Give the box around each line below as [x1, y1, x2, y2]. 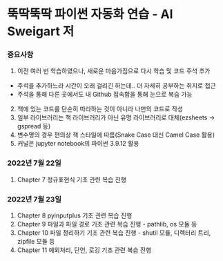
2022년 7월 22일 [7, 158, 61, 168]
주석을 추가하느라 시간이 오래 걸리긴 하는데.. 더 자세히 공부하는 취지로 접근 [17, 81, 216, 90]
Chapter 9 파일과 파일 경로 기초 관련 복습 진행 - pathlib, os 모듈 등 [17, 220, 197, 229]
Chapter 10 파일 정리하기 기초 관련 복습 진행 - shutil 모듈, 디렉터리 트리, [17, 229, 211, 237]
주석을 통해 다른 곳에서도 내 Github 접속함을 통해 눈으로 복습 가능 [17, 90, 193, 99]
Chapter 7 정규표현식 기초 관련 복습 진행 [17, 175, 126, 184]
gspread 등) [17, 122, 51, 130]
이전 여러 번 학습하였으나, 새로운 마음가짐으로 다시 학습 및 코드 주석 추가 [17, 67, 211, 75]
